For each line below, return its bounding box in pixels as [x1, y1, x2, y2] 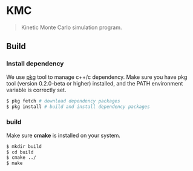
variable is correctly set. [6, 86, 67, 93]
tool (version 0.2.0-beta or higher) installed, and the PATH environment [6, 79, 183, 87]
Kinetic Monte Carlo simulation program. [21, 24, 122, 31]
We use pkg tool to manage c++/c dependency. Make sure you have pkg [6, 73, 188, 81]
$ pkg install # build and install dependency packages [6, 104, 150, 110]
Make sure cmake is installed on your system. [6, 132, 121, 139]
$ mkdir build [6, 143, 42, 149]
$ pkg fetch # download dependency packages [6, 98, 120, 104]
